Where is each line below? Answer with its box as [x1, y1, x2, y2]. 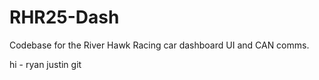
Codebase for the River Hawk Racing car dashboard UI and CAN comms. [9, 39, 310, 51]
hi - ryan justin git [9, 58, 82, 70]
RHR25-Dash [9, 6, 120, 29]
